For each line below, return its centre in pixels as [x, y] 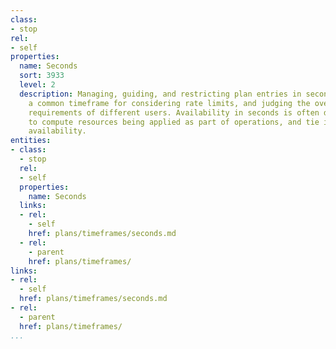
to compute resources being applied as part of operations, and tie [174, 122]
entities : [31, 141]
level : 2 [37, 85]
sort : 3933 [42, 76]
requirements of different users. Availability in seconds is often [174, 112]
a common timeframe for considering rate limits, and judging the [169, 103]
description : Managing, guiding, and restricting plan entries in [160, 94]
